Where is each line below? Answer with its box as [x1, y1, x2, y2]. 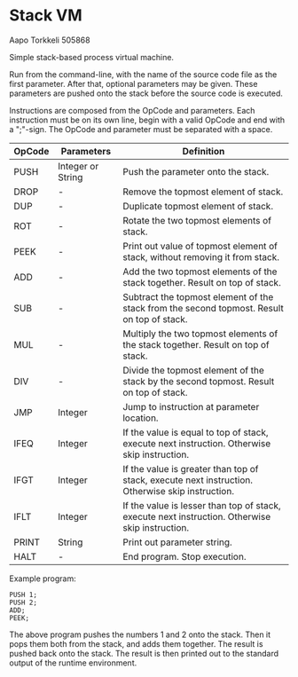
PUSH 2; [9, 598, 38, 607]
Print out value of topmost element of [122, 240, 278, 252]
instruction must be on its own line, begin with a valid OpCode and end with [9, 114, 286, 125]
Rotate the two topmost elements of [122, 214, 272, 226]
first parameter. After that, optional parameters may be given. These [9, 78, 258, 89]
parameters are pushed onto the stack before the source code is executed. [9, 88, 284, 98]
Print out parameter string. [122, 536, 232, 548]
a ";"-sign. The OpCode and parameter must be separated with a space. [9, 123, 273, 134]
